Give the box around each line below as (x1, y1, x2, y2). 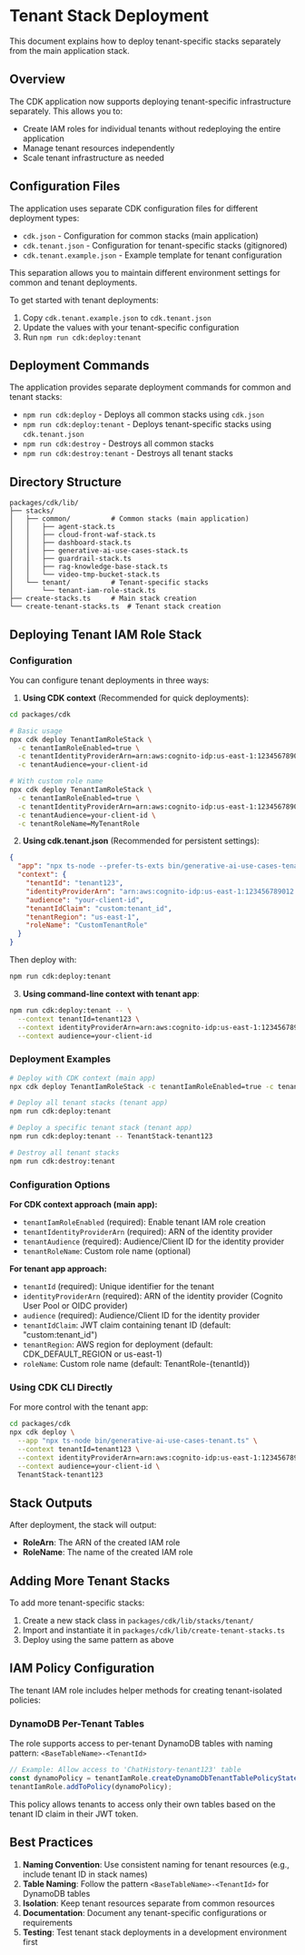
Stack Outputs (9, 1495, 93, 1511)
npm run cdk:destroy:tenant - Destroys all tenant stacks (22, 448, 233, 459)
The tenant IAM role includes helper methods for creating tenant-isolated (9, 1685, 283, 1695)
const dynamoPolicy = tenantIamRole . (9, 1774, 152, 1783)
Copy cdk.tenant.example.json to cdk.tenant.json (22, 311, 212, 323)
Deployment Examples (9, 1053, 112, 1065)
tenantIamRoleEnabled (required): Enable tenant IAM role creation (22, 1217, 266, 1227)
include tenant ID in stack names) (22, 1868, 148, 1879)
